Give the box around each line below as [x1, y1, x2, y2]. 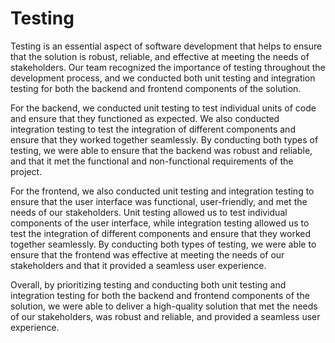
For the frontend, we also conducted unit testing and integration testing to [10, 185, 315, 197]
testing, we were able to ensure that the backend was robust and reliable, [10, 144, 313, 156]
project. [10, 165, 43, 177]
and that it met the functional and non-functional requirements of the [10, 155, 294, 167]
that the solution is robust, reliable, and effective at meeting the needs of [10, 50, 310, 62]
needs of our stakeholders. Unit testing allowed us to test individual [10, 206, 288, 218]
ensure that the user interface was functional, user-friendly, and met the [10, 195, 308, 207]
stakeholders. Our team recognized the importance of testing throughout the [10, 61, 326, 73]
